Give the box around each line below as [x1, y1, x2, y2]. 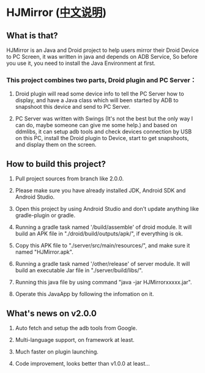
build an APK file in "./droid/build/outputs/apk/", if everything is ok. [15, 230, 184, 237]
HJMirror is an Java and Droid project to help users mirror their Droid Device [6, 46, 199, 54]
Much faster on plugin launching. [15, 348, 99, 355]
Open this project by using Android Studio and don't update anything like [15, 205, 199, 213]
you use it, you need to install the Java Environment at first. [6, 59, 156, 67]
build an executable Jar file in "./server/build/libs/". [15, 267, 143, 274]
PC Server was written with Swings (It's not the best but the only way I [15, 115, 193, 122]
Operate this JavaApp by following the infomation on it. [15, 290, 154, 298]
